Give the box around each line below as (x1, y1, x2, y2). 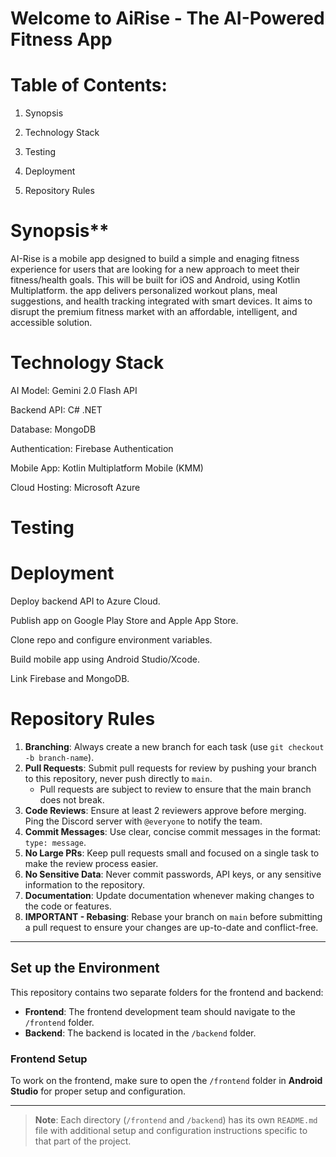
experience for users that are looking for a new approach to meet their (10, 263, 300, 276)
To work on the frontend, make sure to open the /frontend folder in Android (10, 1075, 323, 1087)
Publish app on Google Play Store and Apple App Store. (10, 615, 239, 627)
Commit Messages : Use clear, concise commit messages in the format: (24, 826, 322, 838)
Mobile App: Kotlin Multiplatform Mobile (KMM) (10, 462, 204, 474)
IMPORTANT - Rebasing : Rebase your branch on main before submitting (24, 911, 323, 923)
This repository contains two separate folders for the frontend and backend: (10, 986, 324, 998)
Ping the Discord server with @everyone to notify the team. (24, 815, 263, 827)
